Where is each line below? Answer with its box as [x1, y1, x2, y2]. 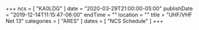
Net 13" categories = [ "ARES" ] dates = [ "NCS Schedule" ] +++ [5, 18, 164, 24]
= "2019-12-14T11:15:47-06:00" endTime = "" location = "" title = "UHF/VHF [5, 11, 192, 18]
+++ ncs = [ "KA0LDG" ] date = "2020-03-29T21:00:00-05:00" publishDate [5, 5, 193, 12]
